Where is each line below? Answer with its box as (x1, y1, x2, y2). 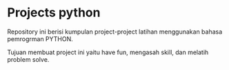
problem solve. (7, 55, 50, 63)
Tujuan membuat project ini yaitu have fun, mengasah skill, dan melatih (7, 48, 209, 56)
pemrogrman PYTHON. (7, 34, 74, 43)
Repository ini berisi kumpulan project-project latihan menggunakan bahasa (7, 27, 223, 36)
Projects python (7, 5, 101, 21)
